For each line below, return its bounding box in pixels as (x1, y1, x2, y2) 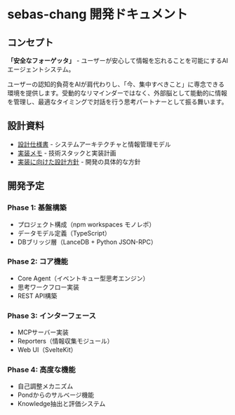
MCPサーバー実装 (17, 328, 69, 336)
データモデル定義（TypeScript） (17, 229, 111, 237)
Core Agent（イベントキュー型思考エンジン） (17, 274, 149, 283)
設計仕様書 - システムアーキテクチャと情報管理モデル (17, 140, 171, 148)
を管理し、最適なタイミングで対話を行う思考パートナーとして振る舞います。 (7, 97, 228, 106)
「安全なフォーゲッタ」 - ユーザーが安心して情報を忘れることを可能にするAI (7, 57, 229, 64)
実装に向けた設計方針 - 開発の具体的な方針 (17, 157, 142, 165)
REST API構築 (17, 292, 58, 300)
